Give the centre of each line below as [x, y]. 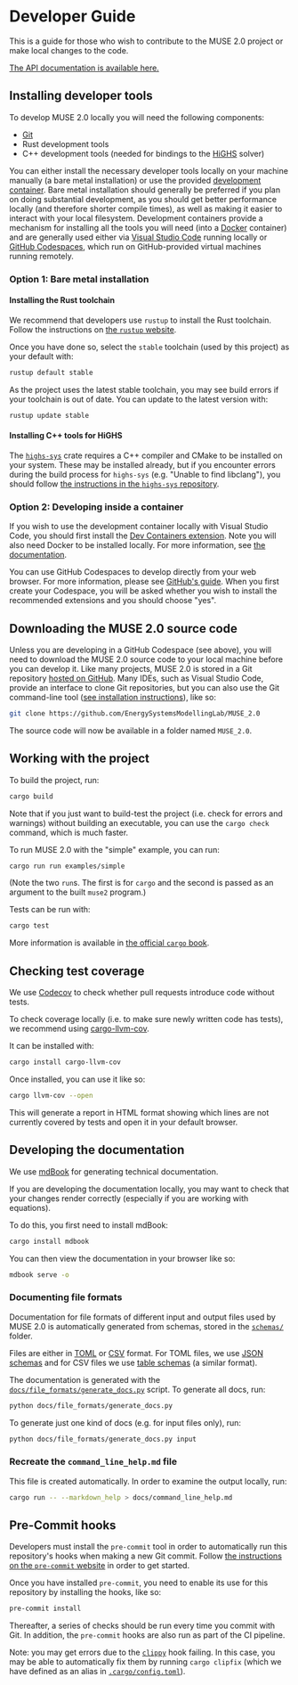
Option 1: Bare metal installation [79, 279]
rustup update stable [49, 415]
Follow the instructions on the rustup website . [93, 329]
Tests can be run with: [50, 910]
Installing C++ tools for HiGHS [66, 436]
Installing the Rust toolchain [62, 300]
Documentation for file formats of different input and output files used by [142, 1317]
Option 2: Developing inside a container [97, 507]
